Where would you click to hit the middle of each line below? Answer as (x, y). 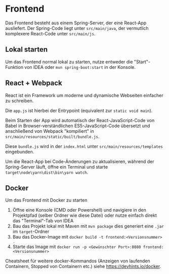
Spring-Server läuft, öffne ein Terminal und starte (57, 167)
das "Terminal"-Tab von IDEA (43, 221)
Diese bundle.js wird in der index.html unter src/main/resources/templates (84, 146)
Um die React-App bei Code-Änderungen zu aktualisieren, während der (80, 161)
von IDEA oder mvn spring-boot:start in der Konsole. (80, 67)
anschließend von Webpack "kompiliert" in (50, 131)
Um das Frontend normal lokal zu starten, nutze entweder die (69, 62)
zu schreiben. (19, 101)
